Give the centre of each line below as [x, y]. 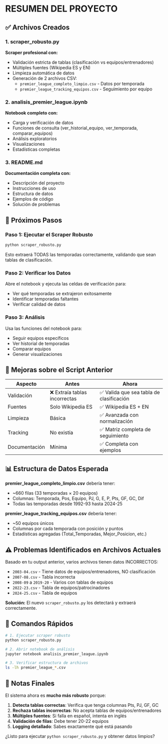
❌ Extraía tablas [68, 393]
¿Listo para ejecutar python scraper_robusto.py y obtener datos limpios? [80, 736]
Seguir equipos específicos [40, 338]
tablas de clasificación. [29, 260]
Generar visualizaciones [37, 354]
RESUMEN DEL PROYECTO [61, 9]
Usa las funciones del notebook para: [44, 328]
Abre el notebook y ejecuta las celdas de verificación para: [66, 284]
